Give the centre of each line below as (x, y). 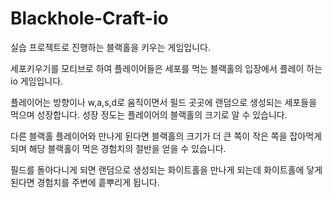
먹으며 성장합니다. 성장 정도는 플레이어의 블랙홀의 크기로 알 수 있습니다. (149, 114)
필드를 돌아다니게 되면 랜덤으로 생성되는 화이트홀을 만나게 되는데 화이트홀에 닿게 (166, 169)
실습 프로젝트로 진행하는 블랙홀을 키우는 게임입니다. (110, 47)
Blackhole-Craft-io (89, 18)
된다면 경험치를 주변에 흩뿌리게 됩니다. (85, 182)
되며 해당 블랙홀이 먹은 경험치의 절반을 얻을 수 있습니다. (118, 148)
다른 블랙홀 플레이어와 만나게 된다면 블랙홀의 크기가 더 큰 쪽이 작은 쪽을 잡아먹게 (166, 136)
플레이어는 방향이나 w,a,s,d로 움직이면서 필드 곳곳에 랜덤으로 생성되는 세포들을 (164, 102)
